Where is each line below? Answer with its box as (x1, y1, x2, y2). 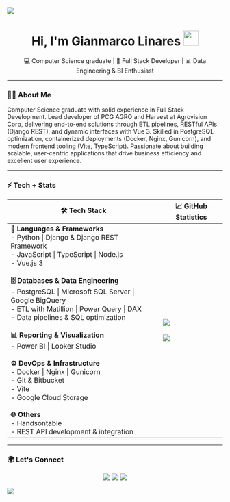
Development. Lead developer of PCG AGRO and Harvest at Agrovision (7, 113, 207, 121)
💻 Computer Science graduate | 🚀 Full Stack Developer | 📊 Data (23, 56, 207, 64)
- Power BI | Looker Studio (10, 341, 97, 351)
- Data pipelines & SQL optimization (10, 312, 126, 322)
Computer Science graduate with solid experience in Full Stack (7, 105, 185, 114)
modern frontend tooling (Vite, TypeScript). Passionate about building (7, 142, 203, 150)
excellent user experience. (7, 157, 82, 165)
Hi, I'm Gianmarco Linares (31, 34, 181, 49)
